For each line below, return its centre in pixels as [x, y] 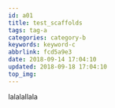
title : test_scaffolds [45, 23]
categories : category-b [47, 37]
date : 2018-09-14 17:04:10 [52, 60]
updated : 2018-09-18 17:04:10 [58, 67]
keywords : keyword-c [42, 45]
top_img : [22, 74]
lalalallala [23, 96]
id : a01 [21, 15]
